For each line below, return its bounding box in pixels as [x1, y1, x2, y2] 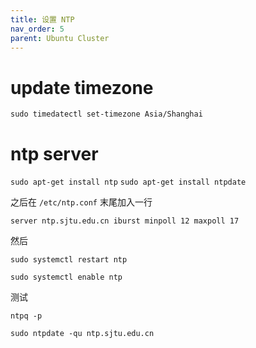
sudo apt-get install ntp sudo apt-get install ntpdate [10, 177, 247, 188]
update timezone [10, 76, 154, 99]
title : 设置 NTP [10, 14, 75, 25]
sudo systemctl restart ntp [10, 255, 128, 265]
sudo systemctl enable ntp [10, 272, 123, 283]
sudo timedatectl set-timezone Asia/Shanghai [10, 109, 203, 120]
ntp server [10, 142, 99, 165]
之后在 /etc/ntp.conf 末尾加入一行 [10, 196, 153, 208]
